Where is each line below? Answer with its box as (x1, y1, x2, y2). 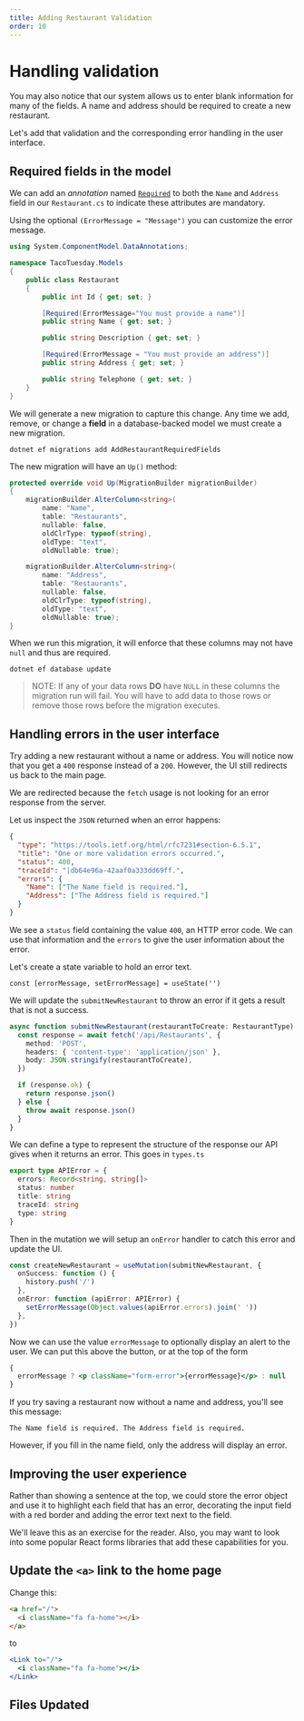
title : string (17, 1192, 71, 1201)
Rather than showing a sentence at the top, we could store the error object (9, 1490, 289, 1500)
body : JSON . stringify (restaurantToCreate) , (25, 1056, 193, 1065)
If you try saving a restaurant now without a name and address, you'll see (9, 1397, 284, 1408)
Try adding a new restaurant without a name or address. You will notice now (9, 751, 294, 762)
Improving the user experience (9, 1466, 188, 1481)
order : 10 (9, 22, 47, 31)
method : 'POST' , (25, 1038, 88, 1048)
